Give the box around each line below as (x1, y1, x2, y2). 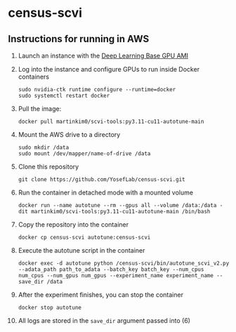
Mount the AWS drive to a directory (18, 131, 121, 138)
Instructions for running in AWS (8, 33, 150, 45)
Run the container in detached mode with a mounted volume (18, 188, 194, 197)
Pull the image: (18, 105, 62, 113)
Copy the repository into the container (18, 220, 129, 229)
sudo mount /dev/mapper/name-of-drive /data (18, 150, 151, 157)
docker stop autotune (18, 304, 81, 311)
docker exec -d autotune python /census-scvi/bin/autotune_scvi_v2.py (18, 260, 230, 267)
